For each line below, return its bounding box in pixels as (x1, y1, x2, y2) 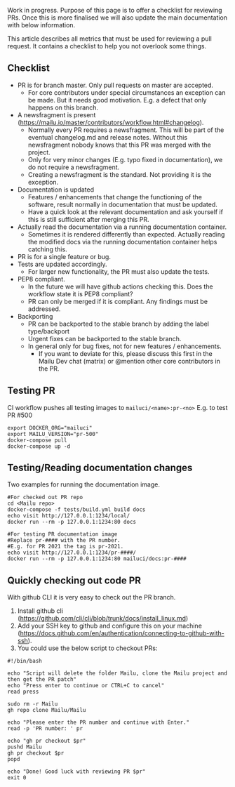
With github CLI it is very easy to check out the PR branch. (7, 593, 176, 602)
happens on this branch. (27, 103, 99, 112)
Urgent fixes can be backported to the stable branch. (27, 334, 182, 343)
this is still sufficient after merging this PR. (27, 215, 149, 223)
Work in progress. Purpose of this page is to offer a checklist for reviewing (7, 6, 222, 14)
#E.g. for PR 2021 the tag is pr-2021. (7, 543, 124, 550)
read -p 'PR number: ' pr (7, 725, 83, 732)
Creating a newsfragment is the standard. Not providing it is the (27, 170, 212, 178)
